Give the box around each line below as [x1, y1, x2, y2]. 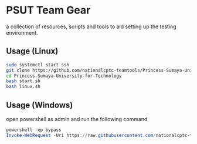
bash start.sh [6, 78, 41, 84]
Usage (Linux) [6, 46, 59, 56]
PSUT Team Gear [6, 4, 91, 17]
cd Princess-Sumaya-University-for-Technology [6, 73, 122, 79]
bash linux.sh [6, 83, 41, 90]
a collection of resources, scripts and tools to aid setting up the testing [6, 23, 177, 30]
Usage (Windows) [6, 100, 73, 110]
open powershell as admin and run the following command [6, 115, 148, 122]
